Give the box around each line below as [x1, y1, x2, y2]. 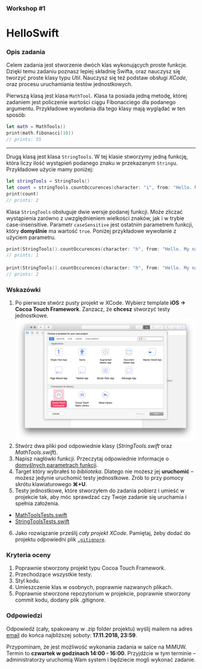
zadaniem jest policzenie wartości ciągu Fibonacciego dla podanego [6, 99, 176, 106]
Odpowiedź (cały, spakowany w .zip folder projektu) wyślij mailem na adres [6, 625, 193, 632]
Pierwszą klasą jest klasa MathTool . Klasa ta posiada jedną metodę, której [6, 92, 188, 100]
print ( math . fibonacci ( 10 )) [6, 130, 74, 136]
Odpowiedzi [6, 611, 43, 620]
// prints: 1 [6, 252, 39, 258]
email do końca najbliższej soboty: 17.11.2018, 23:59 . [6, 631, 137, 638]
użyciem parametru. [6, 233, 56, 241]
